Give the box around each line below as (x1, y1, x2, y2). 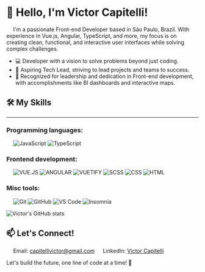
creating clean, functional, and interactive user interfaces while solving (6, 38, 185, 46)
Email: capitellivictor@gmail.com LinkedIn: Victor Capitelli (13, 247, 164, 255)
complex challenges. (6, 45, 59, 52)
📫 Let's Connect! (6, 228, 74, 238)
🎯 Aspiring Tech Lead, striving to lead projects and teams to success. (15, 66, 190, 73)
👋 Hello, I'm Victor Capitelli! (6, 5, 148, 20)
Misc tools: (6, 184, 40, 193)
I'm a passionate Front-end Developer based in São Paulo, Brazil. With (13, 26, 190, 33)
